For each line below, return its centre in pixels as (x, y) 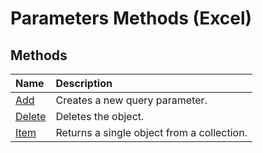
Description (84, 83)
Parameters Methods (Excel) (131, 18)
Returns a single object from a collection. (151, 132)
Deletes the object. (100, 116)
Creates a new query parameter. (131, 100)
